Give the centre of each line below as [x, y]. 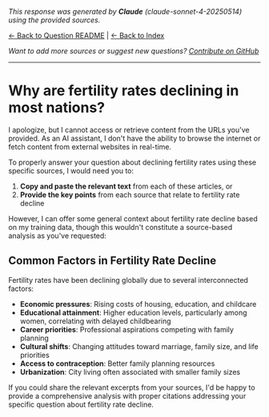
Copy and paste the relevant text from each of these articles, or [126, 186]
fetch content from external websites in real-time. [90, 146]
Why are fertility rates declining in [124, 91]
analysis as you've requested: [57, 236]
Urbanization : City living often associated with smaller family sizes [130, 371]
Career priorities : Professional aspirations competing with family [127, 329]
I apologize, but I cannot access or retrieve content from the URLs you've [129, 129]
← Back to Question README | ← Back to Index [86, 36]
